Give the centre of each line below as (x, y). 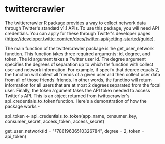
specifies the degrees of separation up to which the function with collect (79, 64)
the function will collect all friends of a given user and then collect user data (82, 74)
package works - (23, 106)
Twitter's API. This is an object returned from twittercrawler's (67, 96)
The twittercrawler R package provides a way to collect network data (76, 23)
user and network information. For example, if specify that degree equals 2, (82, 69)
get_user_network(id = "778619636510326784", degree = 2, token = (75, 131)
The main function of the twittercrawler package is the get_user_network (80, 48)
